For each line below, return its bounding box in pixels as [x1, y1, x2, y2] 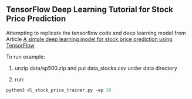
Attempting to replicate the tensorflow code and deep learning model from [6, 29, 186, 36]
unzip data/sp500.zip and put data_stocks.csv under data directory [14, 64, 177, 71]
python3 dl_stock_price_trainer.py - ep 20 [6, 87, 112, 93]
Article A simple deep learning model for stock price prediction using [6, 35, 173, 43]
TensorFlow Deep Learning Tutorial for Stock [6, 5, 173, 15]
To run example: [6, 53, 45, 60]
